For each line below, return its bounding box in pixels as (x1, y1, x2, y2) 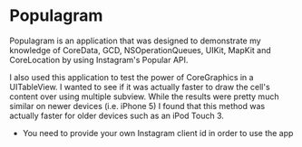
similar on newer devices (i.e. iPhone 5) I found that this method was (9, 100, 266, 111)
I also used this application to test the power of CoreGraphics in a (9, 71, 254, 82)
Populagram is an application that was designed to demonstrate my (9, 35, 261, 46)
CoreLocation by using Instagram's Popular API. (9, 54, 189, 65)
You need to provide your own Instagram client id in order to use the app (22, 127, 294, 138)
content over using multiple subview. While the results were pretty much (9, 91, 279, 102)
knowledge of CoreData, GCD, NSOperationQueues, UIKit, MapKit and (9, 44, 272, 55)
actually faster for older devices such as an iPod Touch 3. (9, 110, 225, 121)
